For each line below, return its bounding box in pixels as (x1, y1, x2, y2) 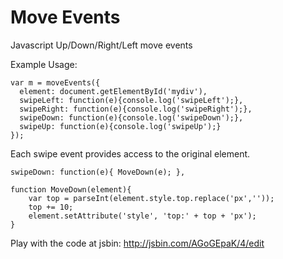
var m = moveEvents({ (10, 77, 101, 88)
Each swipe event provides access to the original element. (10, 147, 251, 160)
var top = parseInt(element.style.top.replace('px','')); (28, 193, 275, 203)
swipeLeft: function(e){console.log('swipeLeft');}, (19, 95, 244, 105)
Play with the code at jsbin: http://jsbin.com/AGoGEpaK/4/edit (10, 237, 265, 249)
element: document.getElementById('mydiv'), (19, 86, 208, 96)
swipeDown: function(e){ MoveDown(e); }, (10, 167, 186, 177)
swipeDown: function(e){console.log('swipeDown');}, (19, 112, 244, 123)
